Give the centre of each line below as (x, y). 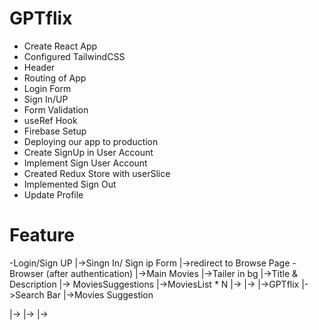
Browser (26, 273)
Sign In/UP (46, 99)
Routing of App (55, 78)
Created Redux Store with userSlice (97, 173)
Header (39, 67)
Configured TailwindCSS (74, 56)
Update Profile (53, 194)
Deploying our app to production (91, 141)
